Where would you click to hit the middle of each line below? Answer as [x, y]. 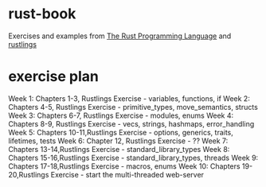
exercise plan [54, 77]
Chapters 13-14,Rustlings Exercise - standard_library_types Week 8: [119, 149]
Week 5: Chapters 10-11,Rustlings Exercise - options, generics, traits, [121, 132]
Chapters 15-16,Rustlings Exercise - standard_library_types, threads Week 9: [133, 158]
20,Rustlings [29, 174]
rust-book [42, 14]
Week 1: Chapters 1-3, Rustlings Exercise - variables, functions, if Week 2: [129, 98]
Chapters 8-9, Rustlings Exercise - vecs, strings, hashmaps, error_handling [131, 123]
